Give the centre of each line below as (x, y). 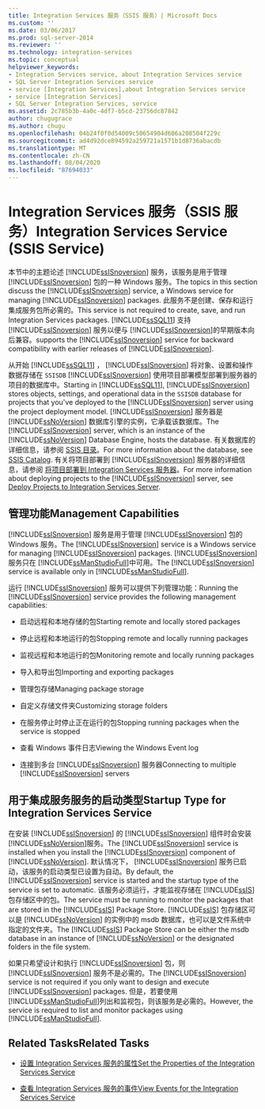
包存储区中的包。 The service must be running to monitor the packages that (131, 899)
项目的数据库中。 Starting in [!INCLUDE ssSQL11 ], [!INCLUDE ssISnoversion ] (129, 384)
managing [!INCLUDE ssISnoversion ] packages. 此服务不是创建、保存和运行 (131, 300)
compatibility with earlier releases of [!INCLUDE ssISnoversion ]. (111, 349)
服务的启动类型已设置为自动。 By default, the (101, 871)
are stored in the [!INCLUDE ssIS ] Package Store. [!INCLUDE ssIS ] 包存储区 (129, 909)
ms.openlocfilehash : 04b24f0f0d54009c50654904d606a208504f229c (115, 133)
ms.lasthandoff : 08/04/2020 (55, 163)
